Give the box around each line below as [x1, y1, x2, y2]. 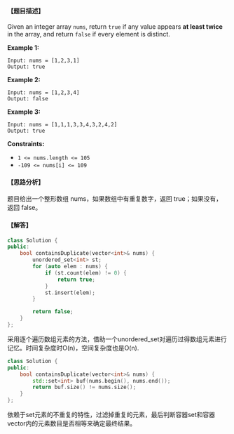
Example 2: [7, 76, 41, 84]
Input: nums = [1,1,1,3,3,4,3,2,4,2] [7, 121, 118, 129]
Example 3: [7, 107, 41, 116]
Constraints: [7, 140, 45, 148]
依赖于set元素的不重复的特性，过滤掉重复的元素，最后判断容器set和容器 [7, 411, 216, 419]
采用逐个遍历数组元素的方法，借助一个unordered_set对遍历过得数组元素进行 [7, 334, 228, 343]
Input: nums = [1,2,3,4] [7, 89, 80, 96]
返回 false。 [7, 204, 42, 212]
